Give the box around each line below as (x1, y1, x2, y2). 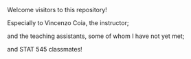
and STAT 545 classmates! (7, 45, 82, 53)
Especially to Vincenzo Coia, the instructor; (7, 19, 129, 26)
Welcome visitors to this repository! (7, 6, 108, 14)
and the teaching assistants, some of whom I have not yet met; (7, 32, 185, 40)
